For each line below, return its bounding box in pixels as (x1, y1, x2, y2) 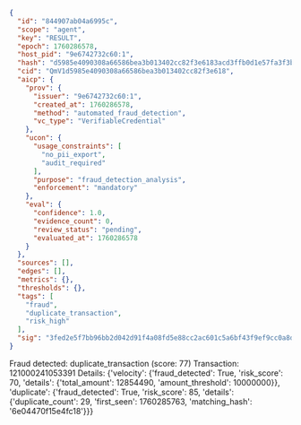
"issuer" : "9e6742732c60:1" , (32, 91, 142, 100)
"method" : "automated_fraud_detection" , (32, 108, 186, 117)
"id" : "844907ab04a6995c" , (17, 16, 118, 26)
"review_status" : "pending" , (32, 225, 142, 234)
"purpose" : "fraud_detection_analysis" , (32, 175, 186, 184)
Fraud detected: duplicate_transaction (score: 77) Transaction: (9, 358, 240, 369)
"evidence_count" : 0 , (32, 216, 115, 226)
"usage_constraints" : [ (32, 142, 123, 151)
